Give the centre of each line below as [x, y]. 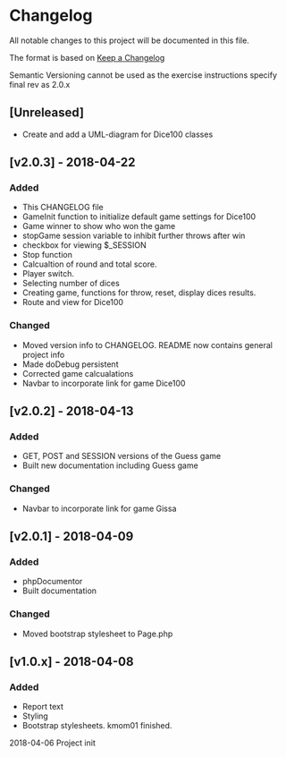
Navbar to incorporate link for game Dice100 [104, 383]
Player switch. [48, 274]
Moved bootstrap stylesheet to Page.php [97, 634]
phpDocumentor [52, 582]
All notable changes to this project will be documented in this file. [130, 40]
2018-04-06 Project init [53, 743]
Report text [43, 707]
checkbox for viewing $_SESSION [84, 245]
